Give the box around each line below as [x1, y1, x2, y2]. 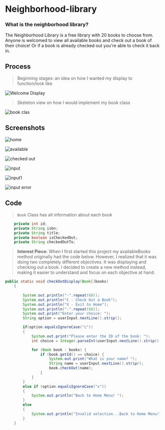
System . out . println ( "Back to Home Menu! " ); [31, 393, 124, 398]
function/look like [17, 80, 53, 87]
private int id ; [14, 221, 48, 226]
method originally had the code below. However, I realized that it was [17, 254, 157, 260]
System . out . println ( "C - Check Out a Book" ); [23, 297, 118, 302]
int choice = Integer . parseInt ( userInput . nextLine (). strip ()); [31, 338, 164, 343]
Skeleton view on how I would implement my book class [17, 100, 131, 106]
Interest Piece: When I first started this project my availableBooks [17, 249, 151, 254]
